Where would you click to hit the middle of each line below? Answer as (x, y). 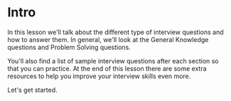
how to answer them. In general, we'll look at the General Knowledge (108, 39)
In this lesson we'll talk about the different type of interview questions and (116, 32)
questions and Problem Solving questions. (69, 47)
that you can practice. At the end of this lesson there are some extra (107, 68)
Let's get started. (33, 90)
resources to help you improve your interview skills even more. (99, 76)
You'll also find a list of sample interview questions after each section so (113, 60)
